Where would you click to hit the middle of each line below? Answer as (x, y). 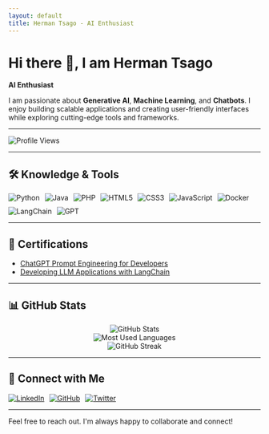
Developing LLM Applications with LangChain (95, 272)
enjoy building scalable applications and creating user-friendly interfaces (129, 109)
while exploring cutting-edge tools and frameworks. (94, 118)
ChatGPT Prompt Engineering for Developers (94, 264)
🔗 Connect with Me (57, 379)
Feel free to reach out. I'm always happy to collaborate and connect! (121, 421)
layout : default (35, 16)
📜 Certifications (48, 244)
